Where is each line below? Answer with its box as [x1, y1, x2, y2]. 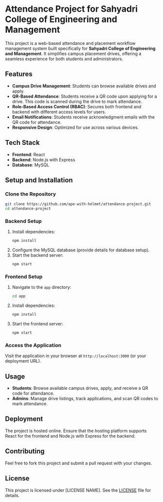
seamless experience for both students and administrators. [5, 56, 123, 61]
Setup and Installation [5, 176, 73, 184]
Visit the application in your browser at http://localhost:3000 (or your [5, 353, 146, 359]
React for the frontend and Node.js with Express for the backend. [5, 433, 136, 439]
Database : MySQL [12, 162, 50, 168]
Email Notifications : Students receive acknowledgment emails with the [12, 114, 155, 120]
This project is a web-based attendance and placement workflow [5, 40, 136, 46]
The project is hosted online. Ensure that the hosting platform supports [5, 428, 147, 434]
